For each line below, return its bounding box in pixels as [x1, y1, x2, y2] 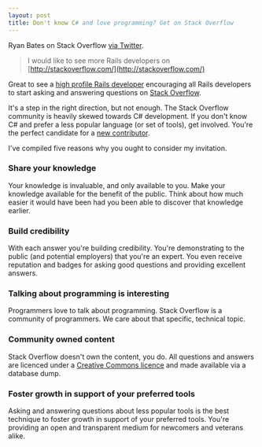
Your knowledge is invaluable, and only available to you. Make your [8, 180, 226, 190]
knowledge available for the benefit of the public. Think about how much [8, 189, 244, 198]
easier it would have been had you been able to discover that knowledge [8, 198, 244, 207]
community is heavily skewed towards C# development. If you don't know [8, 111, 248, 120]
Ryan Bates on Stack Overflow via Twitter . [8, 40, 144, 50]
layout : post [8, 11, 51, 20]
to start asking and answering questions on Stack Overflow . [8, 87, 202, 97]
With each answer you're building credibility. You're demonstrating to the [8, 243, 245, 253]
